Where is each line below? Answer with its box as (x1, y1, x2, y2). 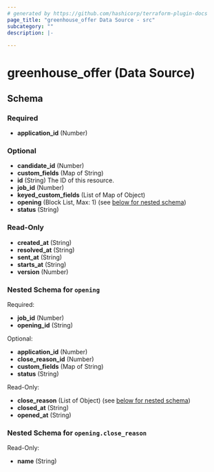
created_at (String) (17, 238, 72, 246)
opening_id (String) (17, 321, 74, 329)
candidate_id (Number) (17, 162, 85, 170)
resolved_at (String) (17, 246, 75, 254)
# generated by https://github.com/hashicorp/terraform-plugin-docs (7, 10, 208, 17)
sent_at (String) (17, 253, 63, 261)
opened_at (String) (17, 411, 72, 419)
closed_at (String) (17, 403, 69, 411)
